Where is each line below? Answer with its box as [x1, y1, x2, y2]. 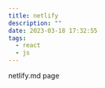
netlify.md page [8, 71, 60, 80]
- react [15, 42, 41, 50]
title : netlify [8, 11, 59, 20]
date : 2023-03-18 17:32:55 [8, 26, 98, 34]
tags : [8, 34, 26, 42]
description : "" [8, 19, 62, 27]
